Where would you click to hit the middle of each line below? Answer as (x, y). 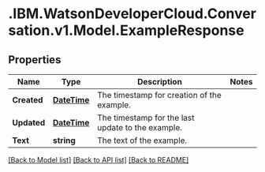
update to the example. (140, 127)
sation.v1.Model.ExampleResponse (126, 30)
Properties (35, 60)
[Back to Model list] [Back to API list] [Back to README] (99, 160)
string (64, 140)
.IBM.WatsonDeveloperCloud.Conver (132, 14)
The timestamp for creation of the (160, 95)
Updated (29, 123)
